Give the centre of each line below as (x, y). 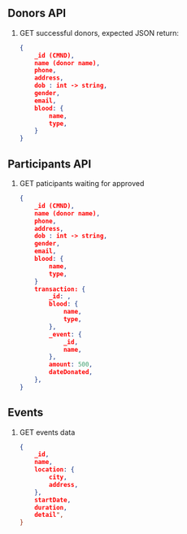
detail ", (49, 515)
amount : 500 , (71, 365)
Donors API (37, 13)
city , (58, 478)
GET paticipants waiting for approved (82, 183)
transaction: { (60, 289)
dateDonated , (71, 372)
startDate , (53, 500)
